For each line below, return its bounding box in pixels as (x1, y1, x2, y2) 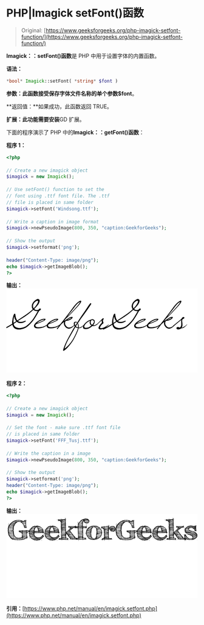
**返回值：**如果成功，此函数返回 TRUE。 (6, 102, 112, 110)
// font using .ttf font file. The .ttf (6, 193, 110, 199)
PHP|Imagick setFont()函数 (6, 6, 144, 20)
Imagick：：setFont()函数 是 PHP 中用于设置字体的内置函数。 (6, 52, 160, 59)
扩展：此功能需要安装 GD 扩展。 (6, 116, 85, 123)
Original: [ (21, 26, 46, 34)
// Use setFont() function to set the (6, 187, 104, 193)
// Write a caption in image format (6, 218, 99, 225)
